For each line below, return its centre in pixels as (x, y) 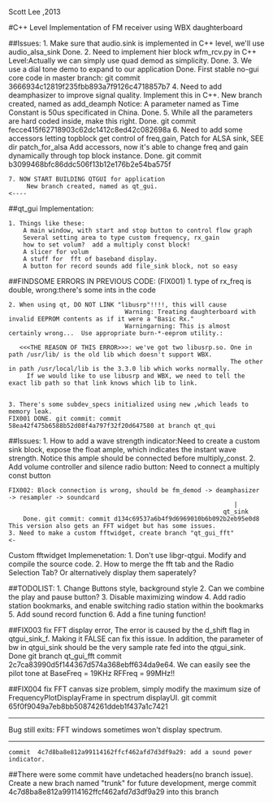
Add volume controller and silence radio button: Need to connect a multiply (134, 467)
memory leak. (30, 412)
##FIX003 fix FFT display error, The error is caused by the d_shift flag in (129, 630)
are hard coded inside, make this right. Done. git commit (102, 121)
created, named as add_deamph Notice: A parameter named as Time (124, 104)
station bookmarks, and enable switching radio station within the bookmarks (136, 606)
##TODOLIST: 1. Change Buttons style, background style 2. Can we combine (136, 588)
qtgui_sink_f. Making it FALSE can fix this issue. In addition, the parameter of (136, 639)
